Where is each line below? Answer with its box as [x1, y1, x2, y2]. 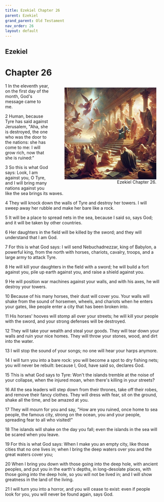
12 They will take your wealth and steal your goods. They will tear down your [5, 328, 160, 334]
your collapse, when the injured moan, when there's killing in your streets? [5, 377, 155, 383]
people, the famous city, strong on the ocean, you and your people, [5, 412, 141, 418]
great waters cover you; [5, 452, 53, 457]
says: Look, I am [5, 169, 38, 176]
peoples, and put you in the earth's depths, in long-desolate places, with [5, 466, 151, 472]
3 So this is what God [5, 165, 48, 170]
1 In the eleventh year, [5, 83, 49, 89]
